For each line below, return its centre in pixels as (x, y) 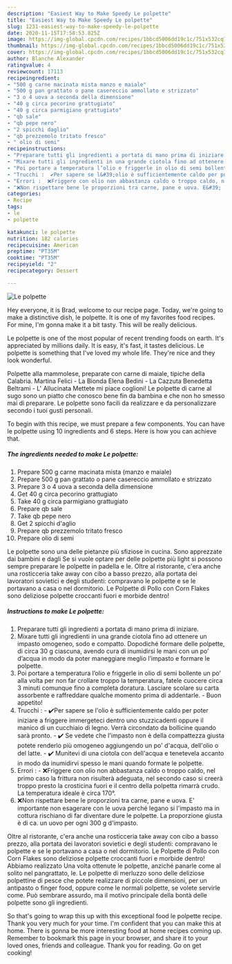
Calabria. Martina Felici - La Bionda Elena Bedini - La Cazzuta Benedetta (110, 381)
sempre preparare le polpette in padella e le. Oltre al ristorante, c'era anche (114, 566)
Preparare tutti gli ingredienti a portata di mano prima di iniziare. (108, 629)
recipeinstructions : (37, 149)
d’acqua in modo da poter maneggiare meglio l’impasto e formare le (114, 658)
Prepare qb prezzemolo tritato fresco (70, 530)
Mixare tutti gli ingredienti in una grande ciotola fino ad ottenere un (112, 636)
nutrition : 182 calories (43, 239)
